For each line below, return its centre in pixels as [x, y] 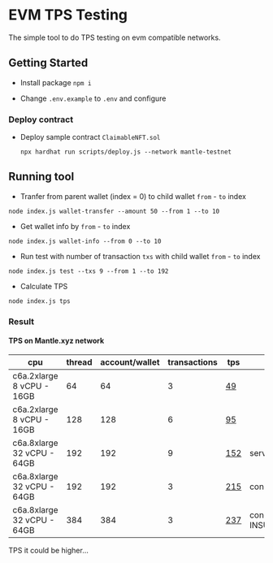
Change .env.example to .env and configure [93, 98]
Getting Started [48, 63]
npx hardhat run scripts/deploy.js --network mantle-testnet [126, 152]
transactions [193, 362]
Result [22, 321]
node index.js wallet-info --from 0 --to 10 [85, 241]
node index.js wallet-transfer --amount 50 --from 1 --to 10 [114, 211]
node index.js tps [39, 301]
